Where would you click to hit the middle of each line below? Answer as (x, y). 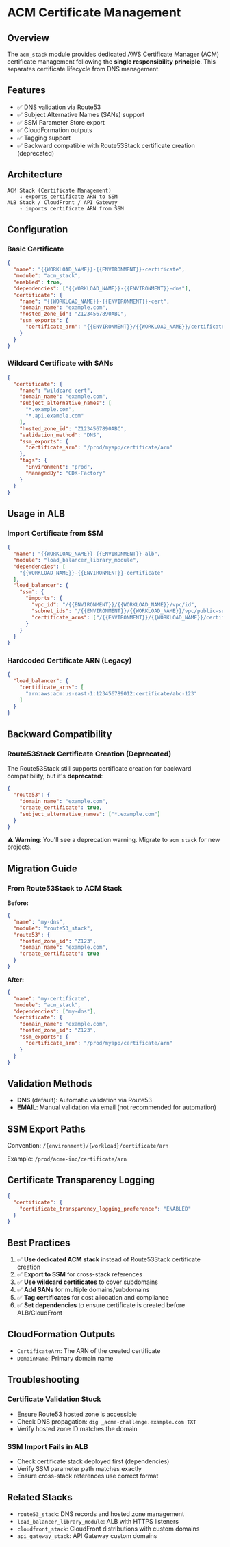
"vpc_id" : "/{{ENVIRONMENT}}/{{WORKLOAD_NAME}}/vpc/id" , (114, 605)
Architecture (35, 175)
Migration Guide (42, 868)
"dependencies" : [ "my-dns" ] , (55, 1011)
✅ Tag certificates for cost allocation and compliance (93, 1298)
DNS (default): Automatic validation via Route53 (85, 1100)
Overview (28, 38)
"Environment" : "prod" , (59, 467)
